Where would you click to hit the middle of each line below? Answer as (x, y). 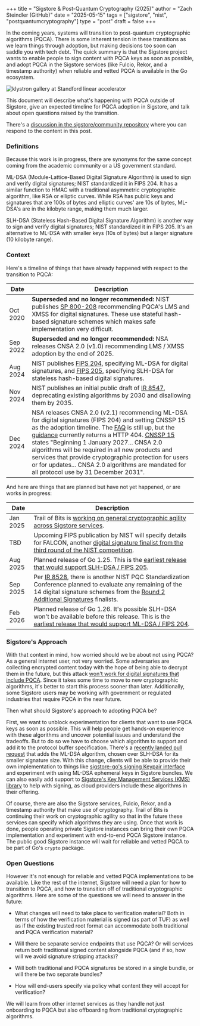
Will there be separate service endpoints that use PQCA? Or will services (104, 944)
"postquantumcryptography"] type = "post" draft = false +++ (81, 21)
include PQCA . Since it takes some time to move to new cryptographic (92, 680)
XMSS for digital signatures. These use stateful (97, 314)
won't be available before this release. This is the (102, 616)
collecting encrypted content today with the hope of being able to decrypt (97, 667)
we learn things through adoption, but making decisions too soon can (91, 45)
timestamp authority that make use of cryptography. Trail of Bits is (87, 809)
